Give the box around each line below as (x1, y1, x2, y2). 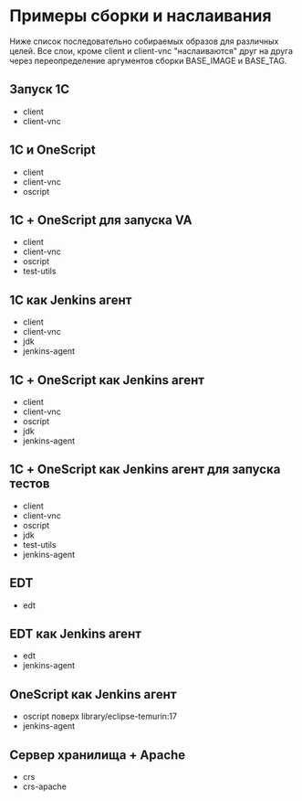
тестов (9, 476, 50, 492)
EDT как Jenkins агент (9, 626, 141, 642)
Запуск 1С (9, 81, 70, 97)
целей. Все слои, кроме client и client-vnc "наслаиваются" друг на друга (9, 45, 294, 56)
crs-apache (22, 781, 67, 792)
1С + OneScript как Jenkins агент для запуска (9, 462, 281, 477)
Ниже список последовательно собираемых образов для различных (9, 36, 279, 47)
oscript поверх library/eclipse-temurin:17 (22, 710, 178, 722)
